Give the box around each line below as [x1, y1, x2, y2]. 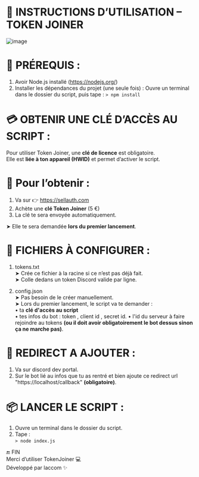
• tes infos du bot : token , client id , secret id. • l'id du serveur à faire [14, 312, 185, 320]
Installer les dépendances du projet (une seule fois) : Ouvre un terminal [14, 84, 189, 92]
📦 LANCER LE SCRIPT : [6, 400, 124, 414]
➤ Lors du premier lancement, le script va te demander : [14, 300, 153, 307]
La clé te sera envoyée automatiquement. [14, 211, 117, 218]
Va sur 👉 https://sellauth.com [14, 196, 89, 203]
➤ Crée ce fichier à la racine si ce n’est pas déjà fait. [14, 269, 143, 277]
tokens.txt [14, 263, 40, 270]
